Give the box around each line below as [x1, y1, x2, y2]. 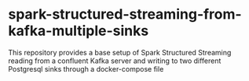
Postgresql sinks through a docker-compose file [8, 64, 164, 73]
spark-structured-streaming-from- [8, 5, 242, 23]
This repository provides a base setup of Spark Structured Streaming [8, 48, 232, 57]
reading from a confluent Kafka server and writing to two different [8, 56, 222, 65]
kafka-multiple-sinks [8, 22, 149, 40]
